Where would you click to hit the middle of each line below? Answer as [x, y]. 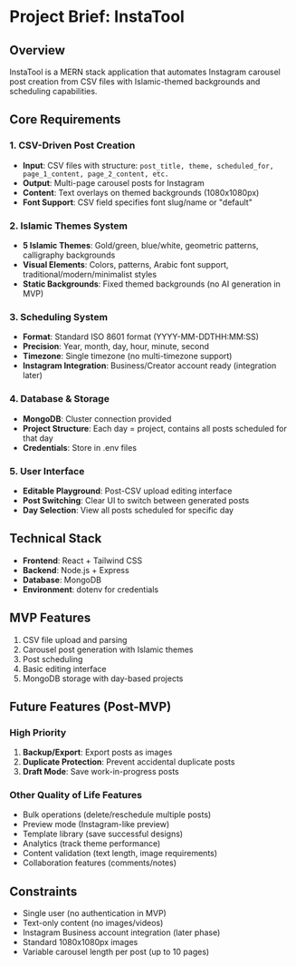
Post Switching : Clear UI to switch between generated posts [136, 500]
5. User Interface [47, 471]
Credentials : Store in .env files [80, 447]
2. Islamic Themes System [69, 226]
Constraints [43, 891]
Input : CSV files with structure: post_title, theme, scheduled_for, [148, 165]
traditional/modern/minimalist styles [89, 274]
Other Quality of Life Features [76, 795]
